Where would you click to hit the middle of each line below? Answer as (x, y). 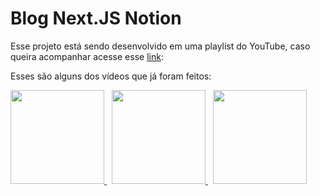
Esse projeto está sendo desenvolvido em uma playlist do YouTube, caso (160, 46)
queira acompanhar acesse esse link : (87, 56)
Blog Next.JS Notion (96, 18)
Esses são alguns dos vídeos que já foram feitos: (111, 76)
